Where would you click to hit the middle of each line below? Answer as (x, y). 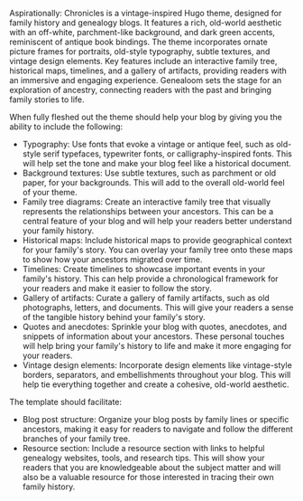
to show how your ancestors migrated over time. (112, 260)
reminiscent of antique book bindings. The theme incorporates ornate (138, 42)
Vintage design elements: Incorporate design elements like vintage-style (157, 365)
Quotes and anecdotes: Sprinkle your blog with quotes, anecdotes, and (154, 326)
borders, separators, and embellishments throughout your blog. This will (156, 375)
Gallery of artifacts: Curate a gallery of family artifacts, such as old (146, 298)
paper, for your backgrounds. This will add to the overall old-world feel (154, 183)
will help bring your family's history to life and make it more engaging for (157, 346)
